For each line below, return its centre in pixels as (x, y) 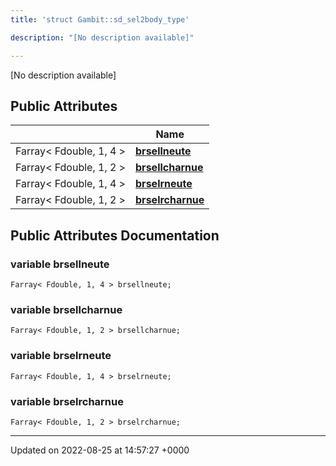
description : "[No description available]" (102, 37)
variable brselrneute (61, 356)
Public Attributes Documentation (115, 235)
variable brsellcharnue (66, 309)
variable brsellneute (60, 264)
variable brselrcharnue (67, 401)
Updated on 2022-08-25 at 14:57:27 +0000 (100, 450)
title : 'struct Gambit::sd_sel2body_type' (100, 19)
